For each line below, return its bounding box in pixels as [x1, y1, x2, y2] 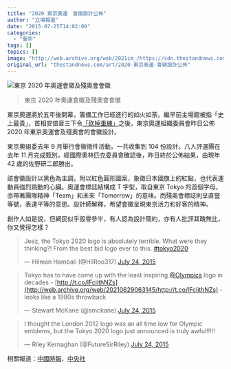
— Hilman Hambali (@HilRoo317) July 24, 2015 [23, 257, 156, 266]
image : [7, 55, 26, 62]
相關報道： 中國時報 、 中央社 [7, 354, 86, 362]
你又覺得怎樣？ [7, 223, 49, 231]
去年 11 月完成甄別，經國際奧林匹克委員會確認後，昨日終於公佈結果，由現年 [7, 151, 221, 159]
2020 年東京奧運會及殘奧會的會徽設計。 [7, 127, 120, 136]
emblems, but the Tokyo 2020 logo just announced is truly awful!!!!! [23, 326, 215, 335]
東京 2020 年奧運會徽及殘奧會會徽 [23, 96, 122, 104]
